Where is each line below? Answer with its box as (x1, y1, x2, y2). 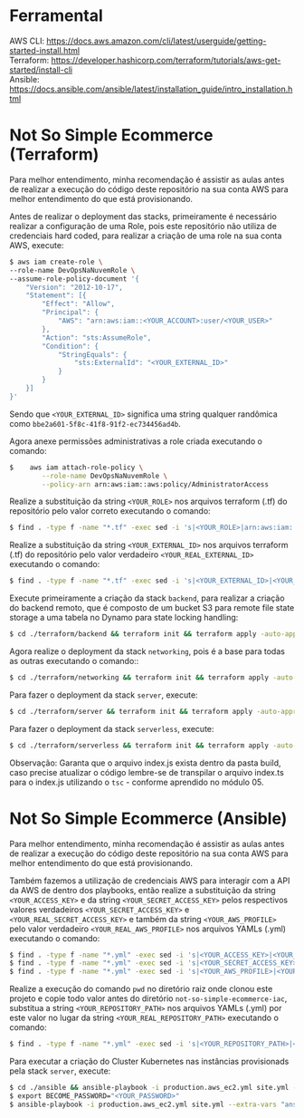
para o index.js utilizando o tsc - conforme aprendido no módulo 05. (9, 776, 264, 787)
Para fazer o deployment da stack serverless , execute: (9, 723, 214, 734)
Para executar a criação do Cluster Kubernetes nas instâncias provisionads (9, 1056, 290, 1067)
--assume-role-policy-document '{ (9, 274, 140, 284)
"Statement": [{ (25, 291, 88, 300)
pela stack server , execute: (9, 1065, 111, 1076)
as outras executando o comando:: (9, 656, 139, 666)
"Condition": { (42, 342, 100, 351)
